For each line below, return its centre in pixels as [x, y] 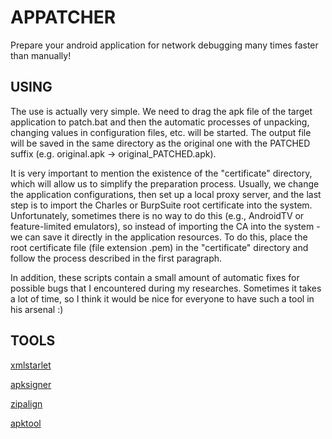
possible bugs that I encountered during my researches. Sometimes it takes [166, 288]
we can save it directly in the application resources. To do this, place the [159, 237]
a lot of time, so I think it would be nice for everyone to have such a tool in [162, 298]
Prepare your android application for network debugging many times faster [164, 45]
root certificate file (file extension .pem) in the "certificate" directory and [159, 247]
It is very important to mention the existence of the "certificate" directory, [161, 173]
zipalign [26, 403]
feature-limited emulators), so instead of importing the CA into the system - [165, 226]
